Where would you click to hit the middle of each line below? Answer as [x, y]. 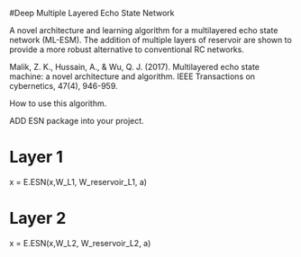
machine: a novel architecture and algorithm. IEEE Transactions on [132, 76]
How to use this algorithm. [58, 103]
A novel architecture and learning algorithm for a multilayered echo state [144, 30]
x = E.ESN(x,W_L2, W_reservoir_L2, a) [80, 243]
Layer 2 [38, 218]
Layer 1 [36, 157]
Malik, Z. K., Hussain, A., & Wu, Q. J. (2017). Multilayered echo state [134, 67]
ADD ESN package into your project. [77, 121]
